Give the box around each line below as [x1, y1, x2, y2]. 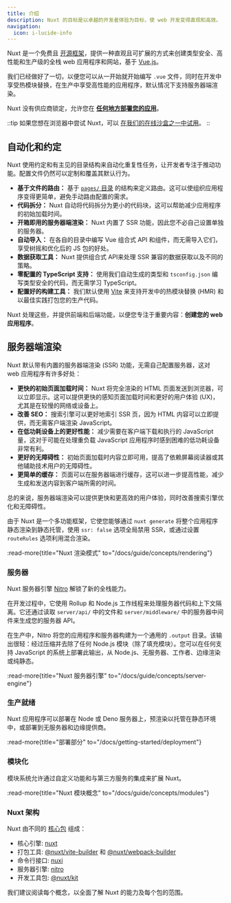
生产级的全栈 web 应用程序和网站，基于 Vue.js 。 [25, 58, 163, 66]
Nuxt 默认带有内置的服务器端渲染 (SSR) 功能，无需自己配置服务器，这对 [7, 361, 211, 369]
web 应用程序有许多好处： [7, 369, 81, 378]
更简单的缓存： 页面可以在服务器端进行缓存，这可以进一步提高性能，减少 [16, 470, 224, 478]
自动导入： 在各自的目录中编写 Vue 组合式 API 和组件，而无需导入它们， [16, 236, 221, 244]
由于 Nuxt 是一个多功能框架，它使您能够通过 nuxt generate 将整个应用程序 [7, 516, 219, 525]
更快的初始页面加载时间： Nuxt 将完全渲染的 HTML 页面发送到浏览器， [16, 384, 218, 392]
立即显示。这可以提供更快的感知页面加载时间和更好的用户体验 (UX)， [23, 392, 219, 400]
